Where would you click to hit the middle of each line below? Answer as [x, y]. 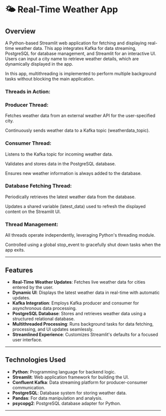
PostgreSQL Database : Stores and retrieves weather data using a [79, 313]
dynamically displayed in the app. [39, 64]
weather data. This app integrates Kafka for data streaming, [76, 48]
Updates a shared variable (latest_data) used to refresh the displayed [75, 206]
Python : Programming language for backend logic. [64, 372]
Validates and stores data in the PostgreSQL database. [61, 164]
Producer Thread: [27, 105]
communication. [29, 387]
